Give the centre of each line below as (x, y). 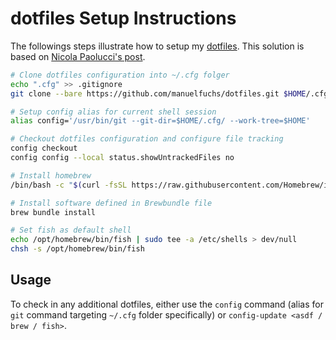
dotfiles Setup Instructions (123, 18)
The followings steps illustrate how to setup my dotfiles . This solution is (157, 46)
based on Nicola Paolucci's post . (78, 56)
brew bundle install (53, 212)
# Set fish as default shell (71, 230)
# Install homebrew (51, 175)
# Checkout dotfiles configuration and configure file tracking (147, 139)
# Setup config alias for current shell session (113, 112)
